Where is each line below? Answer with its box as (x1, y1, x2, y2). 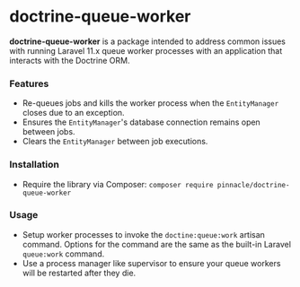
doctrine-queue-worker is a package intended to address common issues (9, 36, 286, 47)
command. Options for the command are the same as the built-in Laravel (22, 239, 292, 249)
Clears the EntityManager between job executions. (22, 136, 208, 147)
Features (9, 77, 49, 90)
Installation (9, 159, 60, 171)
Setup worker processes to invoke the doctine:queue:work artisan (22, 229, 265, 239)
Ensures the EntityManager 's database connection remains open (22, 117, 260, 127)
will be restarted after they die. (22, 267, 137, 278)
